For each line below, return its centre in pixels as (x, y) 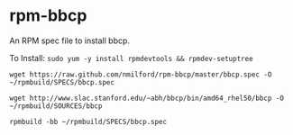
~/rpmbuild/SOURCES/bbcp (56, 106)
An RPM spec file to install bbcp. (70, 40)
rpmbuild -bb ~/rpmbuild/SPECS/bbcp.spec (88, 121)
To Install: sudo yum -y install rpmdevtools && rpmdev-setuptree (132, 58)
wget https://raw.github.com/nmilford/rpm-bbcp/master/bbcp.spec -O (141, 74)
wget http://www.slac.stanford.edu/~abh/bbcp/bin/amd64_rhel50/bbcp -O (146, 98)
